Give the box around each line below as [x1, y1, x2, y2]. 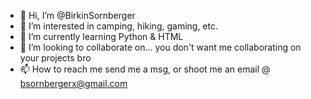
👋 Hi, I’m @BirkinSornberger [19, 10, 136, 21]
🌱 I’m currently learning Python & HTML [19, 31, 184, 42]
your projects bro [19, 52, 92, 64]
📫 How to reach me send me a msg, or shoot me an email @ [19, 63, 271, 75]
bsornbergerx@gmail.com [19, 78, 128, 89]
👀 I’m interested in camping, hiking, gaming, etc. [19, 20, 218, 32]
